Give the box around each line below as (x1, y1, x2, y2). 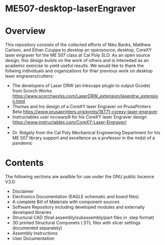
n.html (12, 98, 26, 104)
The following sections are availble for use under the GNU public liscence (5, 174, 154, 180)
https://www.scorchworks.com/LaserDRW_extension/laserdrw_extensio (12, 93, 159, 99)
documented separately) (12, 225, 63, 231)
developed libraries (12, 210, 52, 215)
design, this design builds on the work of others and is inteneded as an (5, 58, 149, 63)
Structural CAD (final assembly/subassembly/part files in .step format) (12, 214, 155, 220)
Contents (5, 157, 44, 169)
